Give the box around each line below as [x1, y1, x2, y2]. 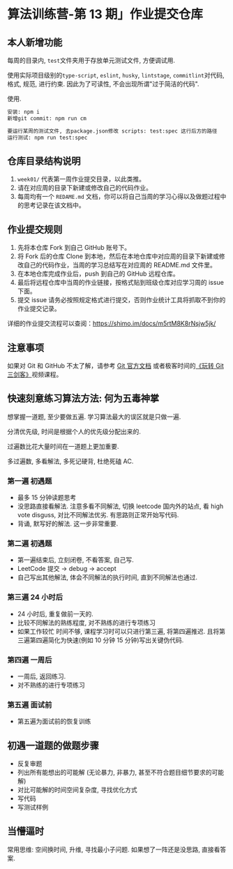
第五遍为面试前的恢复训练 [17, 717, 91, 726]
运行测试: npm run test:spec [7, 134, 88, 141]
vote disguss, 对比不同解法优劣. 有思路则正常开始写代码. [17, 511, 179, 519]
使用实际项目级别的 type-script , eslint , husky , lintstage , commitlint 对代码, [7, 71, 225, 79]
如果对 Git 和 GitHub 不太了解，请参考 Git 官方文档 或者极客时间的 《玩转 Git [7, 361, 225, 370]
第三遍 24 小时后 [7, 593, 63, 602]
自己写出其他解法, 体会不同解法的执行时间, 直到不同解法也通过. [17, 573, 197, 581]
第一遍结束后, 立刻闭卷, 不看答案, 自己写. [17, 556, 134, 564]
